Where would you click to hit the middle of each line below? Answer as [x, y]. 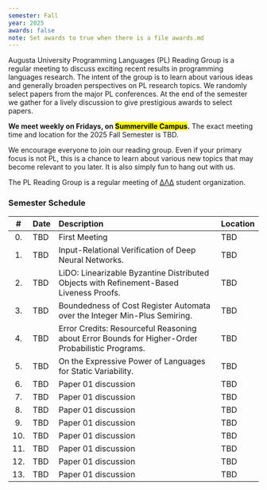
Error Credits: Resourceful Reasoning [128, 328]
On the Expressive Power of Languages [132, 361]
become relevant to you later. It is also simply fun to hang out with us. [122, 167]
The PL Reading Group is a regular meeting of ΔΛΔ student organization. [127, 183]
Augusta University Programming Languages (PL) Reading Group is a [121, 60]
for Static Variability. [96, 371]
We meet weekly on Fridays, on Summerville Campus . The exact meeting [130, 126]
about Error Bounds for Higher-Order [128, 338]
